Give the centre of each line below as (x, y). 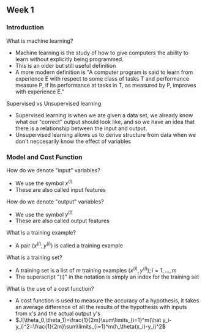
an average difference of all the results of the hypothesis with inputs (101, 307)
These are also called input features (60, 189)
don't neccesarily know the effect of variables (73, 141)
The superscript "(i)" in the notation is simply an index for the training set (107, 277)
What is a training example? (41, 233)
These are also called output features (62, 221)
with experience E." (39, 92)
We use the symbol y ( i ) (44, 214)
